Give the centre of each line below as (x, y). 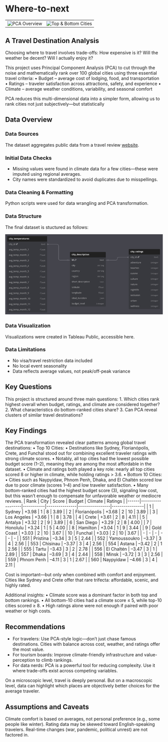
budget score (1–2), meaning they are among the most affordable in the (78, 464)
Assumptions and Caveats (47, 707)
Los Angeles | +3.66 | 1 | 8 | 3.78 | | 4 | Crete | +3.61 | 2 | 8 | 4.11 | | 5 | (76, 517)
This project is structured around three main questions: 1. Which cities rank (82, 399)
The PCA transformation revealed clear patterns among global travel (75, 443)
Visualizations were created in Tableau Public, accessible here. (70, 336)
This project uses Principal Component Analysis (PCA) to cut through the (80, 68)
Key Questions (28, 387)
